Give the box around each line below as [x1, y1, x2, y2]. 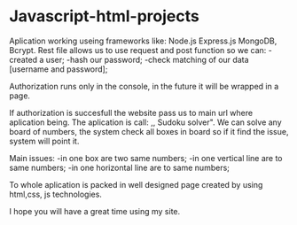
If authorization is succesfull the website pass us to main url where [9, 107, 254, 118]
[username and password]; [9, 64, 108, 74]
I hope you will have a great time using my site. [9, 206, 181, 216]
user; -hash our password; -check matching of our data [45, 54, 250, 65]
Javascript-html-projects [9, 6, 199, 27]
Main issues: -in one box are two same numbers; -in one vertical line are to [9, 152, 283, 163]
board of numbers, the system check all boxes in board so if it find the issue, [9, 126, 289, 136]
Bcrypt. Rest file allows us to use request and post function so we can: [9, 44, 267, 55]
